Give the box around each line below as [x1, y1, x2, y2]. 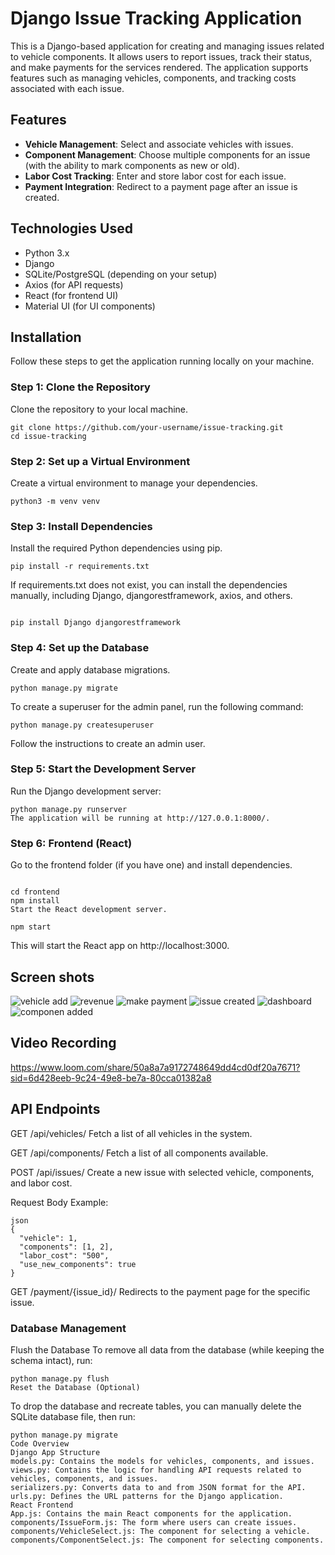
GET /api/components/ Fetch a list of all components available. [10, 1147, 269, 1159]
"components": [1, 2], [19, 1242, 114, 1252]
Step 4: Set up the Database [10, 641, 150, 655]
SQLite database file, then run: [10, 1410, 136, 1422]
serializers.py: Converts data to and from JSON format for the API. [10, 1482, 307, 1492]
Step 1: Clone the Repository [10, 380, 151, 394]
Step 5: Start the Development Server [10, 762, 197, 776]
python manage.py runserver [10, 804, 128, 814]
